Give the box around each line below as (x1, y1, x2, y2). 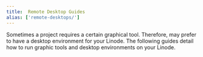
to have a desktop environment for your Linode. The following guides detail (6, 37, 194, 44)
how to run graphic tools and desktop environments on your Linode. (6, 43, 176, 51)
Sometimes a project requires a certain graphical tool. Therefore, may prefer (6, 31, 197, 38)
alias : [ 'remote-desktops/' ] (6, 14, 80, 20)
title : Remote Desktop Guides (6, 8, 85, 15)
